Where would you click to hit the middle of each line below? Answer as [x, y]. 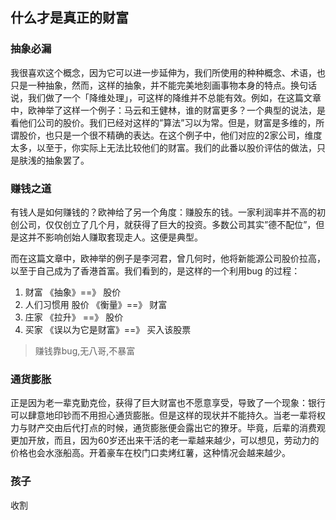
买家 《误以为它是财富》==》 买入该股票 [108, 329]
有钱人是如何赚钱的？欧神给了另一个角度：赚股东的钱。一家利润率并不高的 [163, 212]
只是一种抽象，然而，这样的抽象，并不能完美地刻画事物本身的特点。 [150, 85]
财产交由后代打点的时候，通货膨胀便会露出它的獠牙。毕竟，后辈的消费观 [176, 428]
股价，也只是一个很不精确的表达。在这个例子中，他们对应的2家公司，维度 [170, 135]
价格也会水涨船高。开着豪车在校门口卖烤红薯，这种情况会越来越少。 [150, 453]
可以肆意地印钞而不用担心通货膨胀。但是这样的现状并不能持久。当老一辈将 [163, 415]
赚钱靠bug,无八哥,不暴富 [85, 350]
